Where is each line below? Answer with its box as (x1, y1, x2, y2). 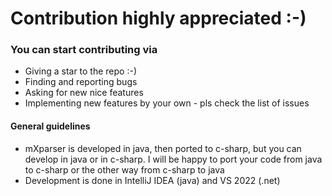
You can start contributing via (10, 43, 158, 57)
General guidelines (10, 120, 91, 132)
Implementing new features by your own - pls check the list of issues (24, 97, 310, 109)
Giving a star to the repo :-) (24, 65, 138, 77)
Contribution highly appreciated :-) (10, 7, 307, 30)
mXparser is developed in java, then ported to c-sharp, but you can (24, 142, 302, 154)
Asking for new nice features (24, 87, 144, 99)
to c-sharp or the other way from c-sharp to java (24, 163, 225, 176)
